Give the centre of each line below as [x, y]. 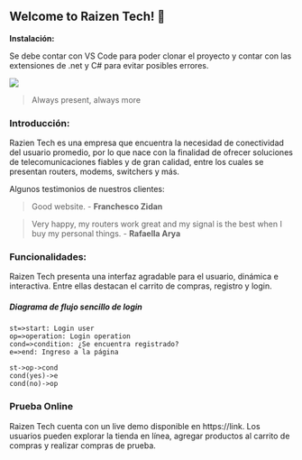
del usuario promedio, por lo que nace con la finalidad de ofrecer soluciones [151, 152]
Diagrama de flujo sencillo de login [76, 307]
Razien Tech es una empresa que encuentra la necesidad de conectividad [146, 143]
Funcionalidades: [48, 257]
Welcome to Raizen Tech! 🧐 [87, 17]
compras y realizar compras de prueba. [82, 445]
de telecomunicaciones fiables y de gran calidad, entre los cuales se [137, 162]
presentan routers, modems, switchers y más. [95, 171]
